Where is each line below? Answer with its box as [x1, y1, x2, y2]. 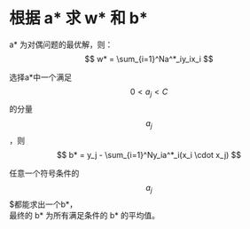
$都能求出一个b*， [9, 199, 78, 209]
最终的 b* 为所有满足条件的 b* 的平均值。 [9, 210, 160, 221]
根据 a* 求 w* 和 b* [9, 8, 148, 28]
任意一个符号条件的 [9, 168, 80, 178]
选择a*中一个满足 [9, 72, 73, 83]
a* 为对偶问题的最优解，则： [9, 39, 113, 50]
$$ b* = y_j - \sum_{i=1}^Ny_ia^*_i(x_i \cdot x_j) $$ [56, 149, 242, 160]
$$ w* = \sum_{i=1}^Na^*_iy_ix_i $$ [84, 53, 214, 64]
